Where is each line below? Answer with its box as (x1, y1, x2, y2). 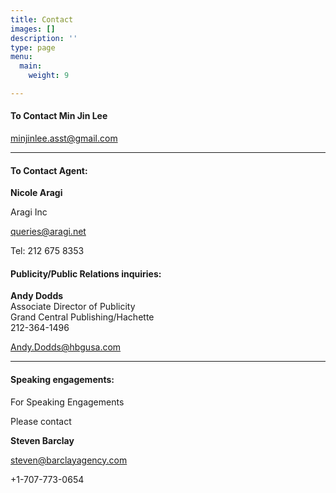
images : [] (10, 24, 56, 34)
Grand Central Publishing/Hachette (10, 311, 155, 323)
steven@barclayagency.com (10, 454, 128, 466)
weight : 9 (28, 71, 70, 81)
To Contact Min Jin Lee (10, 110, 108, 122)
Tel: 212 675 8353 (10, 245, 85, 257)
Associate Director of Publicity (10, 301, 136, 313)
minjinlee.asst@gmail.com (10, 132, 118, 145)
